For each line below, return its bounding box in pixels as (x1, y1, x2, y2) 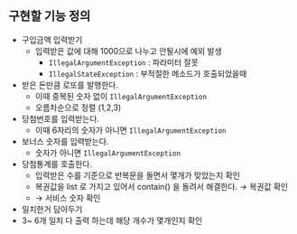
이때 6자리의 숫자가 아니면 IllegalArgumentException (34, 125, 227, 136)
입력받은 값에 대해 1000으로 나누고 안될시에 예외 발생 (34, 45, 222, 56)
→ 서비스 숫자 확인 (34, 192, 101, 203)
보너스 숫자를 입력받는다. (21, 136, 109, 146)
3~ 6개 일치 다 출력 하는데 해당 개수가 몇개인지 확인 (21, 215, 203, 226)
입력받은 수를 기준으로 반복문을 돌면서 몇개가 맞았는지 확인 (34, 170, 241, 181)
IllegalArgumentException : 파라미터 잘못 (48, 57, 200, 68)
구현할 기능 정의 (8, 8, 91, 24)
